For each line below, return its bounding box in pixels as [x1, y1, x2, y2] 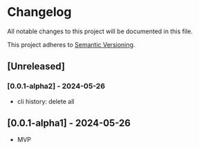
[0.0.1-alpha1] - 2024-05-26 [7, 117, 131, 129]
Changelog [7, 4, 72, 20]
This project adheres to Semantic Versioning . [7, 40, 135, 49]
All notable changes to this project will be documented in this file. [7, 27, 193, 35]
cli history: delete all [17, 97, 75, 105]
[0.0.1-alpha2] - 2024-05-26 [7, 81, 106, 91]
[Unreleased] [7, 60, 66, 73]
